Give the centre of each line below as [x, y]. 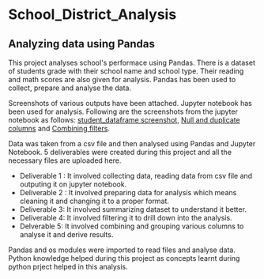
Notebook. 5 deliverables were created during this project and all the [120, 152]
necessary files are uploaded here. [65, 160]
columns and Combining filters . [59, 128]
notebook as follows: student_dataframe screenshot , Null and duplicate [124, 120]
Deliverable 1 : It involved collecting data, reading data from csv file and [136, 176]
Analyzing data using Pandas [82, 44]
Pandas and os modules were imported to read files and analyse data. [122, 250]
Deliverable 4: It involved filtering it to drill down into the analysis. [126, 218]
